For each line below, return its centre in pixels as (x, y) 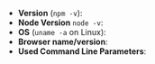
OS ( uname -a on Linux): (62, 32)
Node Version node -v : (60, 23)
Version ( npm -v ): (50, 13)
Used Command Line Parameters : (82, 51)
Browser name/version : (63, 41)
